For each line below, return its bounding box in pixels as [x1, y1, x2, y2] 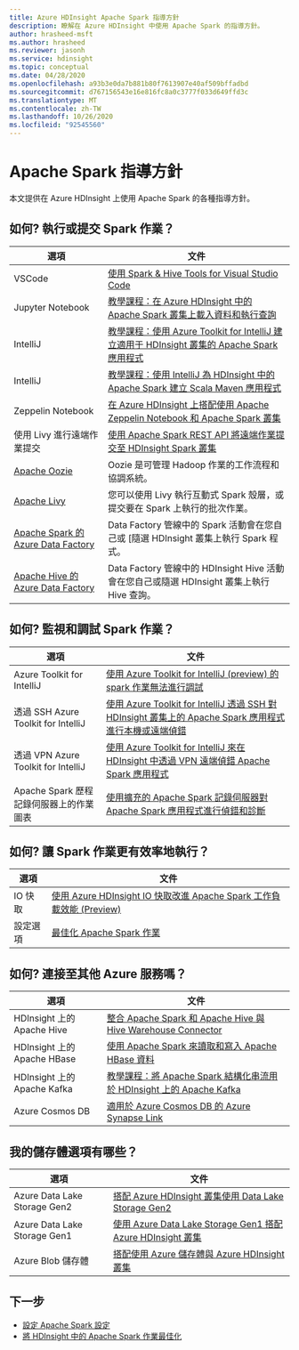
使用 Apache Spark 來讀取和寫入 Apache [106, 1040, 278, 1053]
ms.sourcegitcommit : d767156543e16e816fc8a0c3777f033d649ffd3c [9, 87, 249, 96]
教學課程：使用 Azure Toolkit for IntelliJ [108, 325, 271, 337]
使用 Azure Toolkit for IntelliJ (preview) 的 [105, 667, 279, 680]
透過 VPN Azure [13, 748, 80, 761]
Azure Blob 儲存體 [13, 1255, 89, 1266]
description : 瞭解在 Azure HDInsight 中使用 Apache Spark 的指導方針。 [9, 21, 264, 30]
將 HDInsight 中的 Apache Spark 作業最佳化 [21, 1330, 182, 1341]
